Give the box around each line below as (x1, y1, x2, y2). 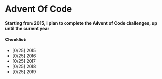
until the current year (5, 25, 50, 31)
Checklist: (5, 37, 27, 42)
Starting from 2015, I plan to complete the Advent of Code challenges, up (5, 20, 158, 26)
